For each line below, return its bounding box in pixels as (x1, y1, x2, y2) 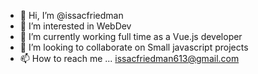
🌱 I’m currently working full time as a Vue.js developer (19, 31, 243, 42)
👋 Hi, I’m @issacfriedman (19, 10, 124, 21)
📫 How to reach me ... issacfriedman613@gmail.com (19, 53, 240, 64)
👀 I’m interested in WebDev (19, 20, 132, 32)
